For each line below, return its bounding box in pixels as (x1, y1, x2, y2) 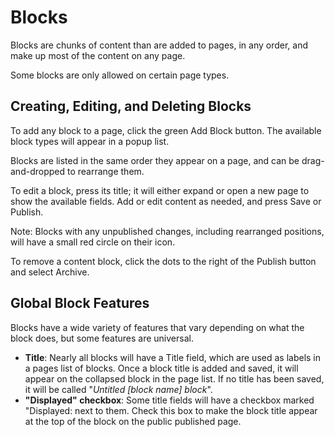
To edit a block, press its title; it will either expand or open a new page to (10, 184, 310, 196)
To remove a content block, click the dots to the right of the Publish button (10, 255, 317, 267)
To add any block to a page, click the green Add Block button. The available (10, 124, 322, 136)
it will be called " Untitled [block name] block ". (24, 383, 213, 395)
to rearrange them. (66, 165, 145, 177)
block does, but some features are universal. (10, 332, 194, 344)
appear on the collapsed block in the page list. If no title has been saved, (24, 372, 325, 385)
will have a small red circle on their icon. (10, 236, 176, 248)
